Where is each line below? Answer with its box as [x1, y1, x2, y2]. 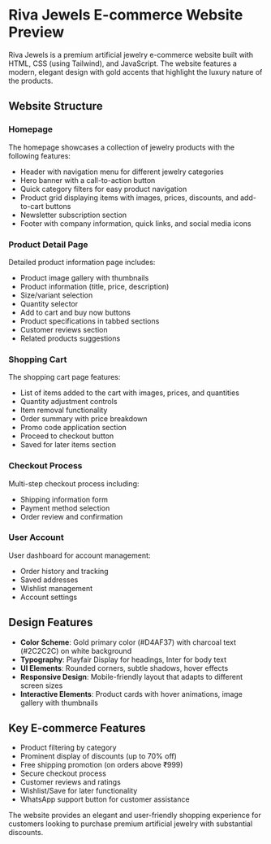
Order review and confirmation [19, 511, 123, 521]
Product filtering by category [19, 742, 117, 753]
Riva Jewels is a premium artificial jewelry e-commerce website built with [8, 50, 254, 59]
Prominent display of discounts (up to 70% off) [19, 751, 177, 761]
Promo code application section [19, 423, 127, 433]
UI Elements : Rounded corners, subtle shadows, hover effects [19, 663, 229, 672]
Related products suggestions [19, 333, 121, 343]
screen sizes [19, 681, 63, 690]
